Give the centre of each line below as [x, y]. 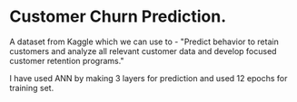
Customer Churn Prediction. [118, 17]
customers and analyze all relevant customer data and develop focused [143, 51]
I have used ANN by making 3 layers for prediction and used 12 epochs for [148, 78]
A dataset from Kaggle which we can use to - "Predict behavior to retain [144, 42]
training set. [32, 88]
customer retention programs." [67, 60]
